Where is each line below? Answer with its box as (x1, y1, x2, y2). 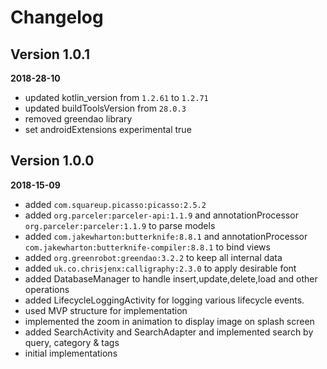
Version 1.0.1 (10, 46, 91, 63)
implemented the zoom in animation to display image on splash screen (24, 315, 315, 327)
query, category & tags (24, 336, 120, 348)
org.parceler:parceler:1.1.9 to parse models (24, 219, 216, 231)
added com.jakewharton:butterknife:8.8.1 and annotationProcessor (24, 230, 308, 242)
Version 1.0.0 (10, 152, 95, 170)
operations (24, 283, 70, 295)
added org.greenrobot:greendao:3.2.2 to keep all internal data (24, 251, 283, 263)
